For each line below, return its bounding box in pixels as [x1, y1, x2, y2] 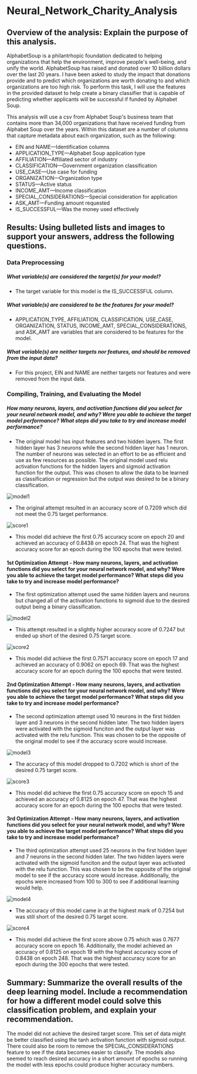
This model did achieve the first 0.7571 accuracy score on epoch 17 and [15, 655, 188, 662]
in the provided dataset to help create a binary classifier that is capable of [6, 90, 185, 96]
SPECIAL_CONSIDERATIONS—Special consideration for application [15, 193, 178, 200]
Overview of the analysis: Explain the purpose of [6, 28, 188, 38]
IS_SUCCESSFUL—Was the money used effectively [15, 206, 140, 212]
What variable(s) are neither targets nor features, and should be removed [6, 348, 191, 355]
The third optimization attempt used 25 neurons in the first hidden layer [15, 847, 188, 854]
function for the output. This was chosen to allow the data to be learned [15, 469, 189, 476]
